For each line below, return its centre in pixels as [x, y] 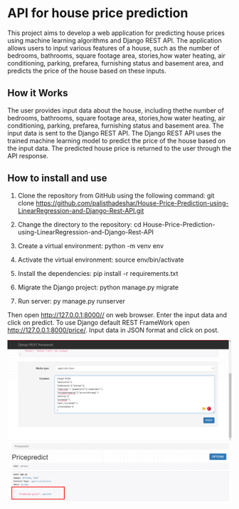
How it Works [38, 93]
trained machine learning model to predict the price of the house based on [117, 140]
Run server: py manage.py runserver [71, 301]
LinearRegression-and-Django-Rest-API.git [81, 210]
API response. [28, 155]
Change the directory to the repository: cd [79, 224]
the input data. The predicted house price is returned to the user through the [119, 148]
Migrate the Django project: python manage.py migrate [98, 287]
